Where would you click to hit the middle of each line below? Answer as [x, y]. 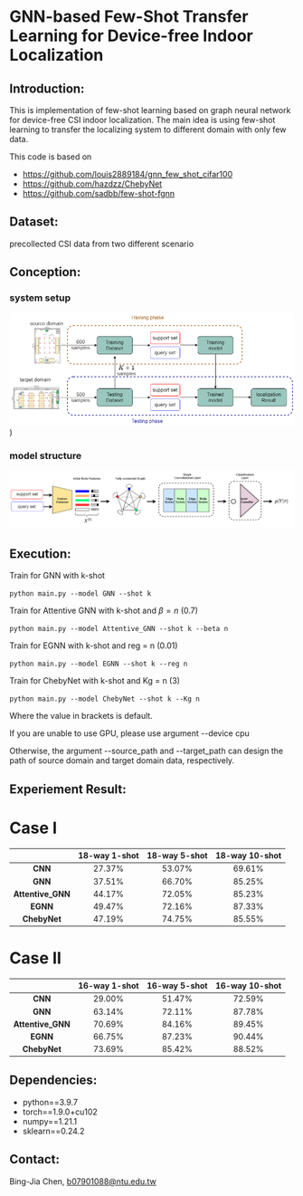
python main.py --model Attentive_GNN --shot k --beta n [119, 629]
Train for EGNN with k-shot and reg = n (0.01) [94, 646]
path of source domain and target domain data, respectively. [122, 761]
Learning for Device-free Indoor [131, 36]
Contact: [35, 1159]
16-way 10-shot [249, 986]
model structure [46, 456]
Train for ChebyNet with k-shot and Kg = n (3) [95, 681]
